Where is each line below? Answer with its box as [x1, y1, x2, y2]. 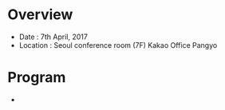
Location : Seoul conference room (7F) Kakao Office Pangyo [18, 40, 218, 49]
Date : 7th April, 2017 [18, 32, 89, 41]
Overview [7, 6, 73, 24]
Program [7, 69, 66, 87]
